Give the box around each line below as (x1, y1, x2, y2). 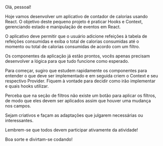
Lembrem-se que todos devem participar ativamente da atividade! (5, 127, 138, 133)
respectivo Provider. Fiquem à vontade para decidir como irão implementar (5, 78, 156, 84)
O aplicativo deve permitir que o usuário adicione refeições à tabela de (5, 34, 147, 39)
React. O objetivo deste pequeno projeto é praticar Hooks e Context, (5, 19, 143, 24)
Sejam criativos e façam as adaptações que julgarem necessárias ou (5, 112, 143, 118)
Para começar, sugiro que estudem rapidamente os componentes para (5, 68, 147, 73)
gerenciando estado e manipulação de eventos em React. (5, 24, 121, 30)
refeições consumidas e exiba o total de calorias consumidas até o (5, 38, 139, 44)
